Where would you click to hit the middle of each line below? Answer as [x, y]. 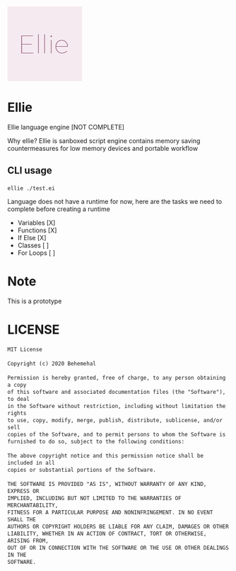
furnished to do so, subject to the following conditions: [96, 441]
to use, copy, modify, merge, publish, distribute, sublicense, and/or [115, 420]
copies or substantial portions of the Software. [82, 470]
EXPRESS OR [23, 491]
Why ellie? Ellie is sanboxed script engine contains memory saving [104, 140]
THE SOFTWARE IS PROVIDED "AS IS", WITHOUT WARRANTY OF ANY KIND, [107, 484]
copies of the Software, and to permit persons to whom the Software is [117, 434]
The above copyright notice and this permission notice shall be [105, 456]
